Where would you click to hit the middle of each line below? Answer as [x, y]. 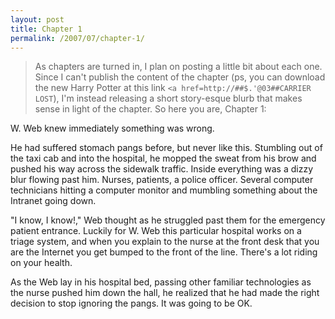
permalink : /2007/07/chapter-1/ [77, 38]
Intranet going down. [53, 201]
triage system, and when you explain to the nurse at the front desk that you [165, 242]
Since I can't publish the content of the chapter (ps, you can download [180, 77]
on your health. [41, 263]
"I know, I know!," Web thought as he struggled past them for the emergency [168, 220]
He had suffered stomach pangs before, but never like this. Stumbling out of [166, 148]
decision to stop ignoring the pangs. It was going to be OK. [131, 303]
